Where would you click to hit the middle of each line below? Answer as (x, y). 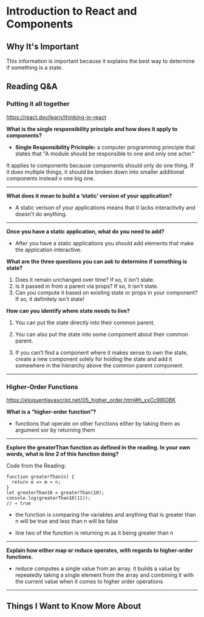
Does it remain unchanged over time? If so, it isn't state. (85, 279)
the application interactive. (48, 250)
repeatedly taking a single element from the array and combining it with (104, 574)
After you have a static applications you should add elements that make (104, 243)
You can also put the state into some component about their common (102, 334)
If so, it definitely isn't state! (50, 299)
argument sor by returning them (55, 430)
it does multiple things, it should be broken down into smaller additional (95, 172)
